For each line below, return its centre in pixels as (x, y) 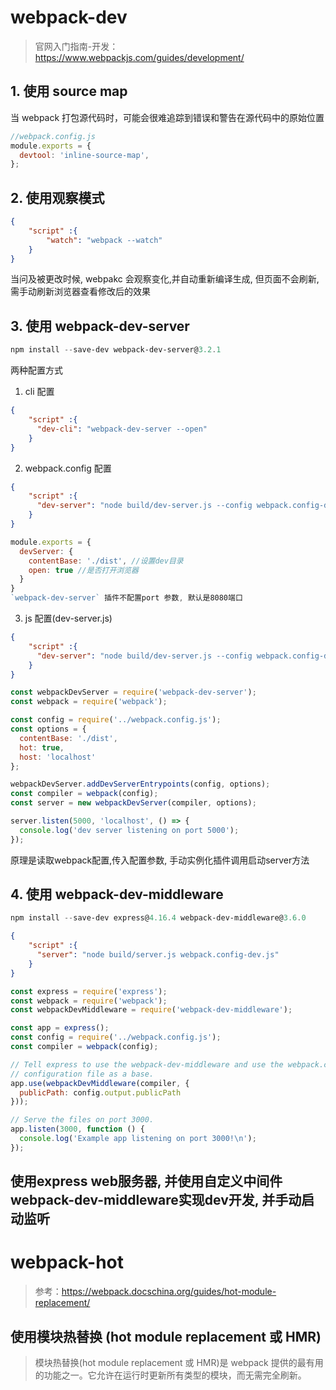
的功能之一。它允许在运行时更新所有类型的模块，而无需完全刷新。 (170, 1375)
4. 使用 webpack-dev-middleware (117, 894)
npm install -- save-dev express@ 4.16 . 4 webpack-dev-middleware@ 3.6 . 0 (158, 918)
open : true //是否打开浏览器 (83, 570)
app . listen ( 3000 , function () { (77, 1129)
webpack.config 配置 (68, 468)
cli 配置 (39, 392)
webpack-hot (67, 1262)
